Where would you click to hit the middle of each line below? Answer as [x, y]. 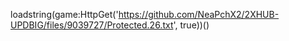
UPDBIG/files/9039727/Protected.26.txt [92, 25]
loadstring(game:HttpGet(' [64, 14]
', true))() [191, 25]
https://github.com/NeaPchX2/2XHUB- [199, 14]
